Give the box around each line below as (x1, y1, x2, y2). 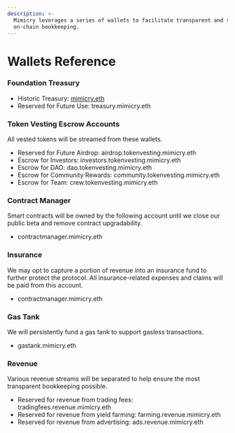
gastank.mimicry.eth (17, 341, 77, 350)
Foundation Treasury (7, 78, 80, 88)
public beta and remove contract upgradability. (7, 219, 143, 227)
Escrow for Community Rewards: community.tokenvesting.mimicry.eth (17, 171, 220, 179)
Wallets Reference (7, 53, 116, 69)
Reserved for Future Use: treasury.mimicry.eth (17, 101, 151, 110)
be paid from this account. (7, 281, 83, 289)
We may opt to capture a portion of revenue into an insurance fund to (7, 266, 207, 274)
